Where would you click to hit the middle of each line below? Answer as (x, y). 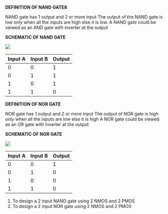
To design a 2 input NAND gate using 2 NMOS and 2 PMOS (74, 201)
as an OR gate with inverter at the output (47, 124)
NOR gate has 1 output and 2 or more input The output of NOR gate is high (82, 114)
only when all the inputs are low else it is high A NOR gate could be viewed (82, 119)
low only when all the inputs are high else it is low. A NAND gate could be (81, 22)
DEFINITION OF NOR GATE (33, 104)
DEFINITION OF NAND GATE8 (36, 7)
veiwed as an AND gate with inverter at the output (57, 27)
